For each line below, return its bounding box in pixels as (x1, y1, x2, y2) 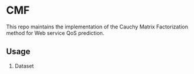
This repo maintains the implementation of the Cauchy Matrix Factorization (6, 23, 188, 30)
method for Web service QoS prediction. (6, 29, 105, 36)
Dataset (14, 62, 34, 69)
